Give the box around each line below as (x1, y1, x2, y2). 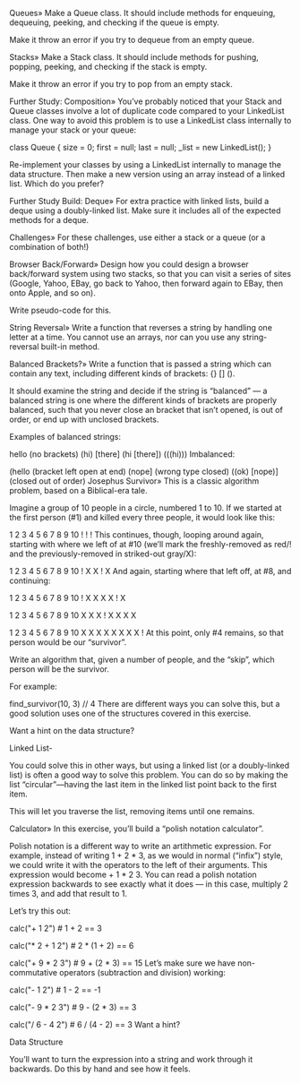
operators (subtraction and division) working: (59, 967, 227, 977)
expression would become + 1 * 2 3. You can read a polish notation (9, 869, 257, 880)
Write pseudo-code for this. (9, 305, 112, 315)
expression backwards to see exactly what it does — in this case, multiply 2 (9, 879, 288, 890)
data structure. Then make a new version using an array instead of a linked (9, 169, 286, 179)
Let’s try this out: (9, 906, 72, 916)
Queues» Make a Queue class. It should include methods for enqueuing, (9, 8, 276, 18)
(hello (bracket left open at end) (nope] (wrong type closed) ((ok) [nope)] (9, 466, 279, 477)
